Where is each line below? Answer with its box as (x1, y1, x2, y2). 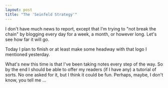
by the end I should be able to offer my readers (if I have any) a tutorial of (5, 66, 156, 72)
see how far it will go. (5, 36, 49, 42)
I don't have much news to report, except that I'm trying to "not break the (5, 25, 156, 31)
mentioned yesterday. (5, 51, 50, 57)
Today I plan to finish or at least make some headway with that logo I (5, 46, 147, 52)
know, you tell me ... (5, 77, 47, 83)
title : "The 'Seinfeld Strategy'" (5, 12, 78, 17)
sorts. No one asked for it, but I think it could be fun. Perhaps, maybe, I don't (5, 71, 163, 77)
